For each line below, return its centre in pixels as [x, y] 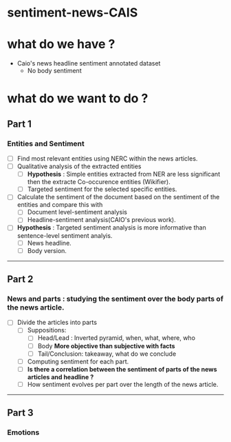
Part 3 [20, 413]
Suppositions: [47, 330]
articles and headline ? [60, 376]
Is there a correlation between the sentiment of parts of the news [122, 369]
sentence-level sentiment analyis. [65, 235]
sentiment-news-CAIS [73, 13]
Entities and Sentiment [46, 143]
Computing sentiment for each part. [78, 361]
